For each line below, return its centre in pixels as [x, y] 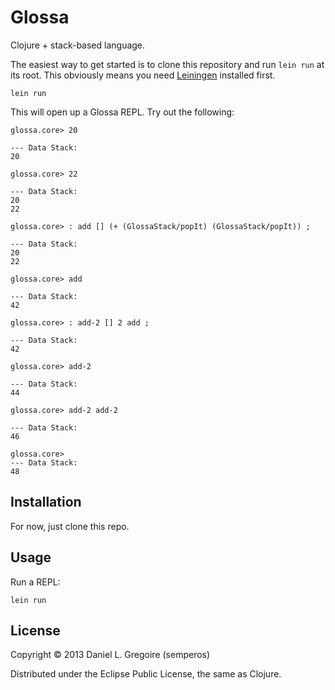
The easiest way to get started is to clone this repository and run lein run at [167, 64]
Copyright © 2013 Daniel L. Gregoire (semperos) [110, 655]
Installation [46, 502]
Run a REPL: [35, 582]
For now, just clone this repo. [70, 526]
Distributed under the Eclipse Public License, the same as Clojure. [146, 674]
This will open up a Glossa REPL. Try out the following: [122, 112]
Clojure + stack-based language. [78, 45]
